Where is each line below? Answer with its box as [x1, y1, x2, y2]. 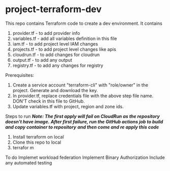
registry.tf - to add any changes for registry [12, 62, 104, 68]
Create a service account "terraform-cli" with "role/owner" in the [12, 82, 149, 88]
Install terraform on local [12, 134, 64, 140]
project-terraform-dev [5, 4, 102, 15]
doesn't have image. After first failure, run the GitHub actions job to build [5, 118, 163, 124]
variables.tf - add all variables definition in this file [12, 35, 117, 41]
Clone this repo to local [12, 139, 61, 145]
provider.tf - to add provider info [12, 30, 80, 36]
